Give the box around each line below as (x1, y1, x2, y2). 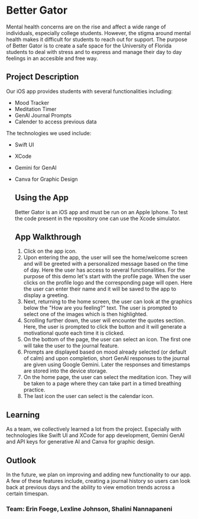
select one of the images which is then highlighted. (23, 311, 148, 318)
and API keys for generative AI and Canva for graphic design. (6, 438, 155, 445)
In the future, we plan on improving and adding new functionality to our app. (6, 471, 191, 478)
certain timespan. (6, 490, 49, 497)
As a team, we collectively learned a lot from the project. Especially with (6, 425, 181, 433)
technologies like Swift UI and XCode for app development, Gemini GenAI (6, 432, 185, 439)
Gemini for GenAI (14, 164, 57, 171)
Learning (6, 410, 40, 420)
